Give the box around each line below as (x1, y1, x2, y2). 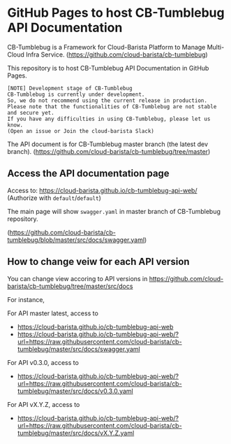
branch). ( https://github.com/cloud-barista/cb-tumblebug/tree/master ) (7, 147, 211, 155)
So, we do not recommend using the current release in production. (7, 96, 208, 104)
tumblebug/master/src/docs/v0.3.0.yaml (17, 387, 134, 395)
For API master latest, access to (7, 309, 99, 317)
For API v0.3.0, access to (7, 358, 79, 366)
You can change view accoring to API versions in (7, 274, 148, 282)
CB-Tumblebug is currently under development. (7, 91, 145, 98)
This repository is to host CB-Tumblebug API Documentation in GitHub (7, 64, 209, 72)
